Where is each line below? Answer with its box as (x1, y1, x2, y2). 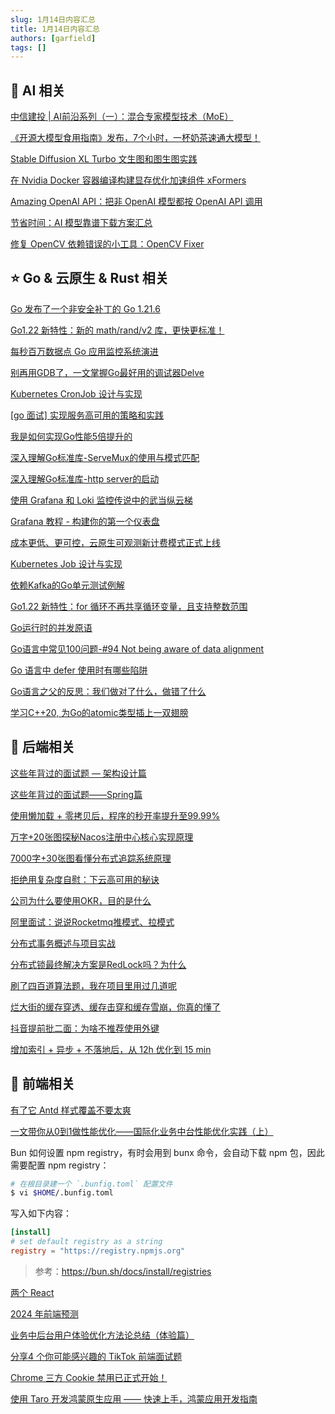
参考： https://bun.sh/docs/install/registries (34, 1265, 212, 1277)
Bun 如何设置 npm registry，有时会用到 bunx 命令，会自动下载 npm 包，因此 (10, 1146, 325, 1158)
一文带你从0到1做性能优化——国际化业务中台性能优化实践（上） (10, 1125, 274, 1137)
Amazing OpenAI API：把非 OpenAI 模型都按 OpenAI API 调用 (10, 196, 263, 208)
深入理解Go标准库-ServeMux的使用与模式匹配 (10, 451, 200, 463)
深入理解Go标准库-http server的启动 (10, 472, 160, 485)
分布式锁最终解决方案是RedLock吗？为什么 (10, 958, 187, 970)
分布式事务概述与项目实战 (10, 937, 116, 949)
